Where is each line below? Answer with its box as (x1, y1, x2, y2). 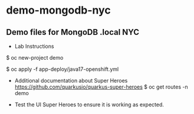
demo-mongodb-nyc (6, 4, 111, 17)
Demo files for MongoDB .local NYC (6, 27, 140, 37)
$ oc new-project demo (6, 54, 64, 61)
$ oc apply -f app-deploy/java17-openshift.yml (6, 66, 119, 73)
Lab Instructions (14, 43, 54, 50)
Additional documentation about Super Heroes (14, 77, 128, 84)
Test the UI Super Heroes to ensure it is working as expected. (14, 101, 164, 108)
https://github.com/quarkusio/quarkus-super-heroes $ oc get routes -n (14, 83, 188, 90)
